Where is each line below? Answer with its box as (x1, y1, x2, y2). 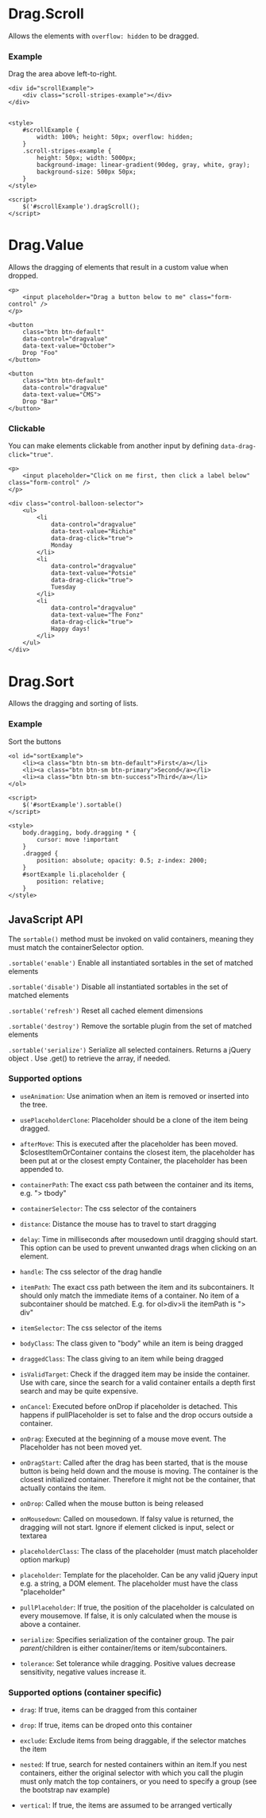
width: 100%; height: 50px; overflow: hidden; (37, 133, 194, 142)
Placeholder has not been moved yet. (19, 1442, 142, 1452)
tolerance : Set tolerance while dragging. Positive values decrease (19, 1658, 236, 1668)
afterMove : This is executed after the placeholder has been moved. (19, 1139, 238, 1148)
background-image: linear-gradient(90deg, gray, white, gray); (37, 161, 250, 169)
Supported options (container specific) (8, 1687, 162, 1698)
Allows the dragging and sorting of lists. (8, 699, 139, 708)
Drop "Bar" (22, 398, 59, 406)
